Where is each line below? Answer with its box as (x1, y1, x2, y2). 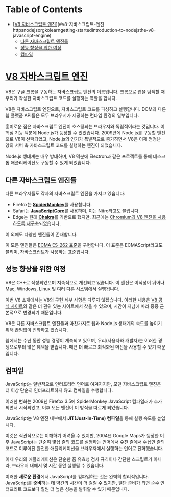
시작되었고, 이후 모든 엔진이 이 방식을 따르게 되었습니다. (18, 405, 129, 411)
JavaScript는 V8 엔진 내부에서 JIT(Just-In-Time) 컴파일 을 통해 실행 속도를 (5, 415, 156, 421)
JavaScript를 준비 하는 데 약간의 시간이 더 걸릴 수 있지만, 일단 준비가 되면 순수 (5, 480, 160, 486)
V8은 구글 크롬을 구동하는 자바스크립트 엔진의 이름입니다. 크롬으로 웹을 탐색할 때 (5, 88, 165, 95)
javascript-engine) (12, 32, 52, 38)
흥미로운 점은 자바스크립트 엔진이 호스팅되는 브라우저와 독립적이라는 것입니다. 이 (5, 123, 165, 129)
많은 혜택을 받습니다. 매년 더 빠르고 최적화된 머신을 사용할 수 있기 (27, 343, 157, 350)
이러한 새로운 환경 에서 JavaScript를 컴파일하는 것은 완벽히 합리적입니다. (5, 474, 149, 480)
